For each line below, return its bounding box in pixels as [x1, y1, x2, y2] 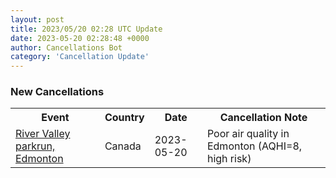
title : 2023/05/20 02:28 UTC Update [10, 24, 163, 34]
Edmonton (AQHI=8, [206, 139, 303, 153]
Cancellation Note [219, 111, 308, 125]
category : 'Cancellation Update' [10, 52, 150, 62]
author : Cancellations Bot [10, 42, 123, 53]
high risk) [206, 152, 252, 166]
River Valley [15, 127, 71, 141]
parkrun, [15, 139, 56, 153]
